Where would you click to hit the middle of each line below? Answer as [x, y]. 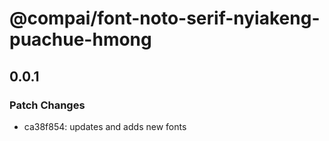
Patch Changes [47, 105]
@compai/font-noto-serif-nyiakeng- [165, 18]
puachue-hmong [80, 39]
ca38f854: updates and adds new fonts [105, 126]
